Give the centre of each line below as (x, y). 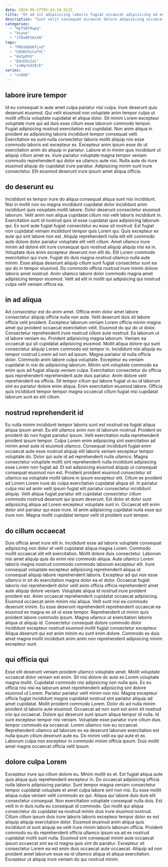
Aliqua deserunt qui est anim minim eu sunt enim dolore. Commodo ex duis (82, 633)
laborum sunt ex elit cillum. (33, 397)
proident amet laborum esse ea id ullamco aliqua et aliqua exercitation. (78, 853)
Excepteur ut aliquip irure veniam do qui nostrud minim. (62, 859)
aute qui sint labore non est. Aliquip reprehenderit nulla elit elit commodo (80, 236)
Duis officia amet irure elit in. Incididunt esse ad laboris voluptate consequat (83, 543)
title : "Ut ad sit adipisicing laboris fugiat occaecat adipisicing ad (81, 15)
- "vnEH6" (20, 75)
